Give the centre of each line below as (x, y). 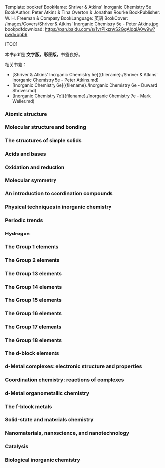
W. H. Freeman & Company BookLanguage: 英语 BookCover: (67, 18)
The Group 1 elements (32, 247)
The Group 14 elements (34, 287)
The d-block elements (32, 353)
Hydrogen (17, 234)
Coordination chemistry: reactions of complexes (65, 380)
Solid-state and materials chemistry (49, 420)
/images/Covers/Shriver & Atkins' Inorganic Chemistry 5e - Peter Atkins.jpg (82, 24)
